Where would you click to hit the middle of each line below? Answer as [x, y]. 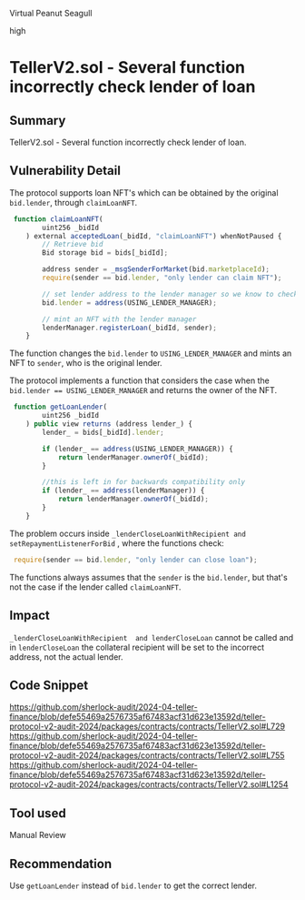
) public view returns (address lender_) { [109, 424]
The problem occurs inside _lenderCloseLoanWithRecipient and [128, 533]
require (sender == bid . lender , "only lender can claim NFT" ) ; [162, 278]
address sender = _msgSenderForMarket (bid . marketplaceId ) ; [156, 269]
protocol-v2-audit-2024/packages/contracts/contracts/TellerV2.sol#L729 [148, 726]
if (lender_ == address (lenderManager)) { [123, 490]
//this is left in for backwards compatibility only [144, 482]
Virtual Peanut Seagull [51, 13]
